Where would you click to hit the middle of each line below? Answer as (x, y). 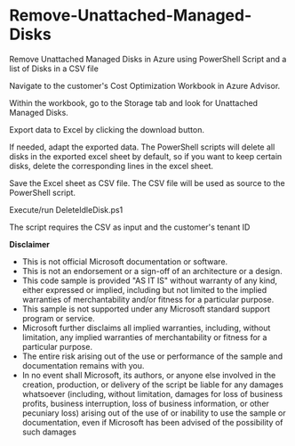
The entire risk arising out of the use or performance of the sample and (152, 356)
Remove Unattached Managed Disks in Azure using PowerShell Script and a (148, 59)
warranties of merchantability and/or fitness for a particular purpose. (148, 299)
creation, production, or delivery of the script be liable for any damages (153, 385)
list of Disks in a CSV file (54, 69)
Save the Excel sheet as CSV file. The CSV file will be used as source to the (147, 182)
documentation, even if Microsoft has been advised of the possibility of (152, 422)
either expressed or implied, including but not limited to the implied (144, 289)
